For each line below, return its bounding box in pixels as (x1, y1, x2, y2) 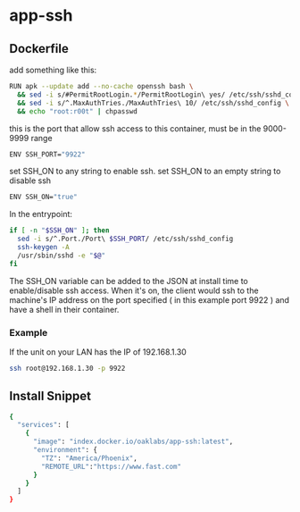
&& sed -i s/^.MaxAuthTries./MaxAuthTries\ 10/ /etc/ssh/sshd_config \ (17, 98, 290, 107)
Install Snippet (9, 389, 92, 404)
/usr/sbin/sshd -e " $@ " (17, 251, 105, 260)
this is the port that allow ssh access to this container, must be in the (9, 122, 262, 134)
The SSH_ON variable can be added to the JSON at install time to (9, 275, 248, 286)
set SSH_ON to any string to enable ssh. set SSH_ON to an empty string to (9, 166, 281, 177)
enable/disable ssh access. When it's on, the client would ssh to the (9, 285, 259, 296)
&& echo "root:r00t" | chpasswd (17, 106, 138, 116)
